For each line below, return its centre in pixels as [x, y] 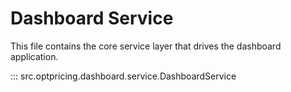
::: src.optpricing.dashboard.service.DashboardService [123, 76]
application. [34, 56]
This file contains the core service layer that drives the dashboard [146, 46]
